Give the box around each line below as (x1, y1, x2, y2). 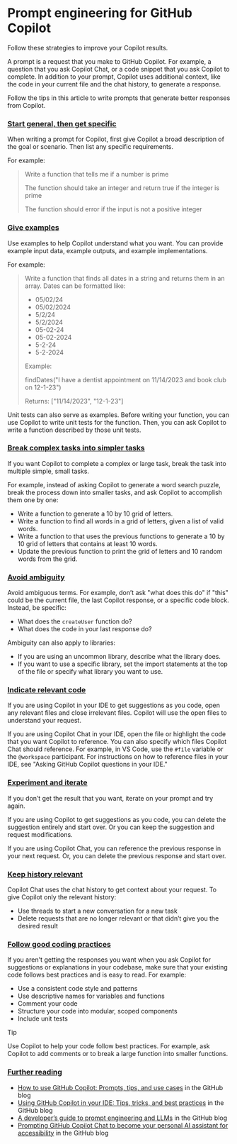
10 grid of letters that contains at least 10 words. (17, 539, 158, 548)
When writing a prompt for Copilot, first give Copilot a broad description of (7, 135, 225, 143)
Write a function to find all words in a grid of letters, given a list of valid (17, 516, 224, 526)
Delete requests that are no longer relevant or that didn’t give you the (17, 914, 219, 923)
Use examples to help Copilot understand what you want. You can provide (7, 239, 224, 248)
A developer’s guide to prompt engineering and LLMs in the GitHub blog (17, 1114, 228, 1122)
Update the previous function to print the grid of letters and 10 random (17, 547, 223, 555)
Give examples (7, 223, 59, 233)
